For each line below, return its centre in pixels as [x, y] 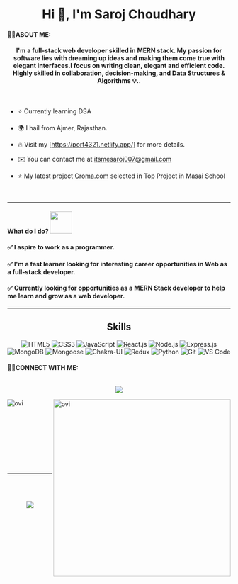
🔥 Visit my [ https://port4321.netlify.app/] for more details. [101, 144]
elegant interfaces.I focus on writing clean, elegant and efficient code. [119, 66]
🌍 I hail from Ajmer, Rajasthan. [62, 128]
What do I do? [28, 231]
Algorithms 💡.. [119, 81]
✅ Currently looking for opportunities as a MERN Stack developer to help [116, 288]
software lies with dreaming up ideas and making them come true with [119, 58]
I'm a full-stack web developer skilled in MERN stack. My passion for [119, 51]
